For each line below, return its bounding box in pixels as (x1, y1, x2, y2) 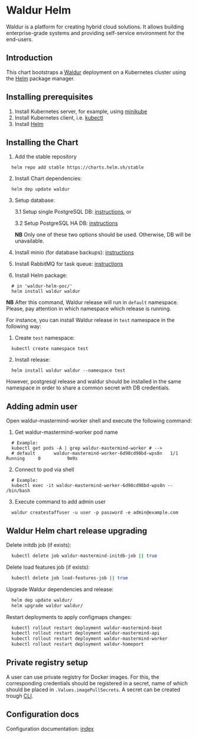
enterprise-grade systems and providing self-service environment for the (6, 29, 184, 36)
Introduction (6, 53, 53, 63)
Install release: (14, 356, 50, 363)
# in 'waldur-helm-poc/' (11, 283, 73, 289)
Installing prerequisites (6, 92, 93, 102)
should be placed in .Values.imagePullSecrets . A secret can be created (6, 686, 180, 693)
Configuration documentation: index (6, 725, 94, 732)
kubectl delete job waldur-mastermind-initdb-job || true (11, 553, 158, 559)
